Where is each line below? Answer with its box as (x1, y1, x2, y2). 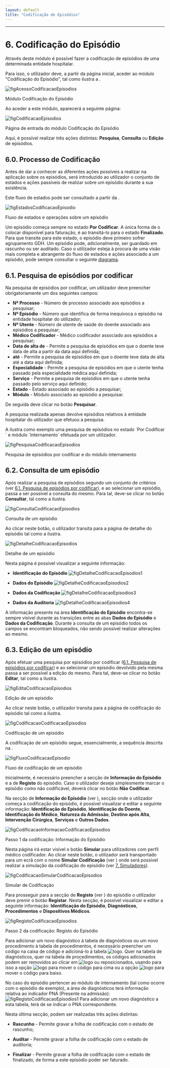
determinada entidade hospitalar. (5, 61, 74, 67)
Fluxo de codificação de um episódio (5, 765, 82, 771)
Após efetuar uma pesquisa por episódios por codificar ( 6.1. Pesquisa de (5, 659, 157, 665)
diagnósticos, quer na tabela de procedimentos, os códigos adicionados (5, 953, 156, 959)
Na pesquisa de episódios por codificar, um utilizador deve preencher (5, 285, 151, 291)
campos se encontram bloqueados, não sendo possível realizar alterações (5, 625, 161, 632)
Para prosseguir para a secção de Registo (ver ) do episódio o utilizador (5, 891, 156, 898)
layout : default (5, 7, 39, 13)
